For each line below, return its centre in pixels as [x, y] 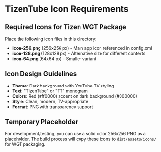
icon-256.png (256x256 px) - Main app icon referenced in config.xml [82, 48]
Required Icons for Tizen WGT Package [66, 27]
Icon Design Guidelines [41, 74]
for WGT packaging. [25, 144]
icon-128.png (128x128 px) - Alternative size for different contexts [79, 53]
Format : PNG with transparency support [52, 107]
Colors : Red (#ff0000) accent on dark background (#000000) [75, 96]
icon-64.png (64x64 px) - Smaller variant [54, 59]
